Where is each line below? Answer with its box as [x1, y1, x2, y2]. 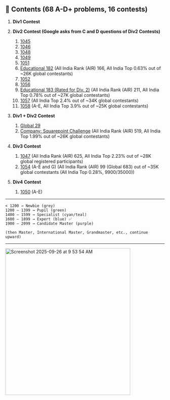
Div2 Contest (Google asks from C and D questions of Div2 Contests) [12, 28, 160, 34]
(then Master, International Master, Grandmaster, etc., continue [5, 230, 148, 235]
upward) [5, 234, 22, 239]
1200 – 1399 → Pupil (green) [5, 207, 67, 213]
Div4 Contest [12, 178, 41, 185]
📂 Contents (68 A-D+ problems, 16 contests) [5, 5, 148, 14]
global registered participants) [20, 158, 83, 164]
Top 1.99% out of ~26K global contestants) [20, 133, 110, 139]
